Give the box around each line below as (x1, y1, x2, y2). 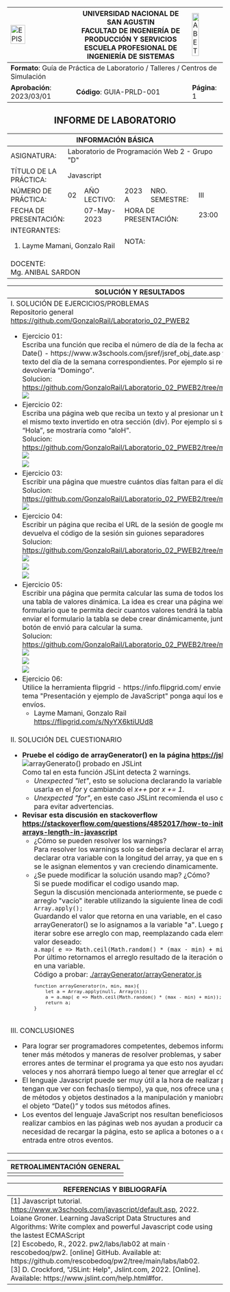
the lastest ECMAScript (10, 1230, 86, 1240)
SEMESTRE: (150, 195, 190, 204)
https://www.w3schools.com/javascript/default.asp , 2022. (10, 1204, 199, 1214)
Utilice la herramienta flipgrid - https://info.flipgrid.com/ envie (22, 682, 221, 692)
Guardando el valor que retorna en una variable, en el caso (34, 911, 222, 921)
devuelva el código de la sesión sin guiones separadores (22, 528, 205, 537)
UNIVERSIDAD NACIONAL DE (82, 9, 179, 18)
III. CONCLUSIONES (10, 1025, 75, 1035)
